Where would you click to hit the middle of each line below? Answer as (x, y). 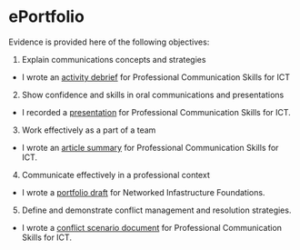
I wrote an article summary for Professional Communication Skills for (150, 147)
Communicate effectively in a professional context (115, 175)
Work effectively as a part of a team (89, 130)
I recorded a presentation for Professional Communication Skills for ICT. (156, 112)
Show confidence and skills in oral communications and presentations (153, 95)
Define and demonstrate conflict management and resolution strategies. (156, 210)
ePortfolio (47, 17)
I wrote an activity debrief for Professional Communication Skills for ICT (156, 77)
